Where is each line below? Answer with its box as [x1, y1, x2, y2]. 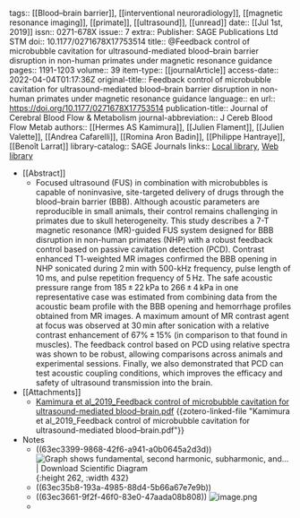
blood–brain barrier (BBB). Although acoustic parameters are [35, 196, 260, 207]
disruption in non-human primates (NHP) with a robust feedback [35, 235, 273, 245]
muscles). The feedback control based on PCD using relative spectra [35, 340, 291, 350]
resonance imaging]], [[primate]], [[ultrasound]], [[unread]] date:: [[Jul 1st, [9, 17, 284, 28]
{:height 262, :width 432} [35, 472, 130, 483]
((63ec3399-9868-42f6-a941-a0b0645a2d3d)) [35, 444, 212, 454]
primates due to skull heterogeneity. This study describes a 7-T [35, 215, 270, 226]
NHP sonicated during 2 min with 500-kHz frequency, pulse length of [35, 263, 291, 273]
